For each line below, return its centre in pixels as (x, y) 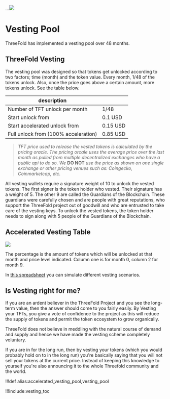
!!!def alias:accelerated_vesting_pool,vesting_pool (57, 381)
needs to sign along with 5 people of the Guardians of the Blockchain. (78, 216)
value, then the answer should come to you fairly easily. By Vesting (86, 308)
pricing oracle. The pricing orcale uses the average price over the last (91, 152)
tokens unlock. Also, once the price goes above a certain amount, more (80, 82)
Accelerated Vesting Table (48, 232)
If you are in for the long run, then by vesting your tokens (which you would (84, 350)
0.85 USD (114, 134)
